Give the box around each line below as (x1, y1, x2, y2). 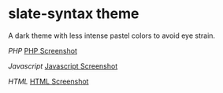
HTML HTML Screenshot (8, 76, 89, 86)
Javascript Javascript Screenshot (8, 61, 118, 71)
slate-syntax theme (8, 5, 139, 23)
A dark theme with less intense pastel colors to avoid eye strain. (8, 31, 215, 40)
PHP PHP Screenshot (8, 46, 77, 55)
